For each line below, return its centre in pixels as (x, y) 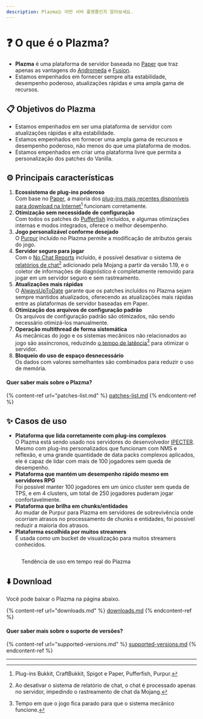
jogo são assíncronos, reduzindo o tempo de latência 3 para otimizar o (102, 342)
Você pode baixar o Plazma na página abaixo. (63, 599)
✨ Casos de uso (37, 421)
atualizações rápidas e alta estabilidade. (65, 133)
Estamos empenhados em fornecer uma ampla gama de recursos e (99, 139)
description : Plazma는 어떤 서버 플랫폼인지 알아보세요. (70, 12)
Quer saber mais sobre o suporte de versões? (65, 631)
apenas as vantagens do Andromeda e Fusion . (73, 70)
